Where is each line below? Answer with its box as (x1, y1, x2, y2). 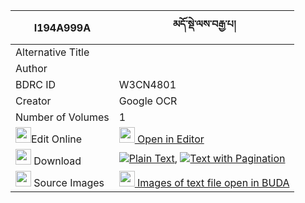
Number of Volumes (15, 110, 110, 124)
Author (15, 62, 48, 75)
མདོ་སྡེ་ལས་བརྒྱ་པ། (172, 17, 237, 31)
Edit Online (31, 132, 83, 146)
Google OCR (118, 94, 178, 108)
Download (33, 154, 82, 168)
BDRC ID (15, 78, 57, 91)
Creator (15, 94, 52, 108)
